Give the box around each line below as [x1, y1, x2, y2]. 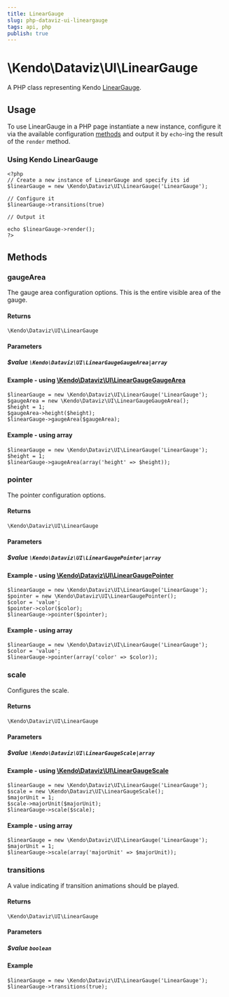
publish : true [7, 29, 49, 37]
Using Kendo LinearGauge [7, 154, 99, 164]
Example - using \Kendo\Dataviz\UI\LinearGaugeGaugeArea [7, 376, 186, 384]
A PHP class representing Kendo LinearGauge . [7, 84, 141, 92]
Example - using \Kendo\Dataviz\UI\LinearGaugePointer [7, 571, 174, 579]
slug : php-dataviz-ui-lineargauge [7, 17, 109, 24]
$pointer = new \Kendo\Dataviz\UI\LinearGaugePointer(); [7, 593, 177, 600]
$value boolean [7, 944, 52, 952]
